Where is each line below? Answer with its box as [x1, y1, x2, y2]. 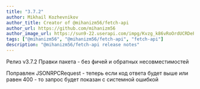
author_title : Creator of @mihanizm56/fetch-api [6, 20, 129, 26]
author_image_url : [6, 31, 52, 37]
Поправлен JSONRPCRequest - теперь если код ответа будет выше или [6, 69, 189, 77]
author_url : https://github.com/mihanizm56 [6, 25, 116, 31]
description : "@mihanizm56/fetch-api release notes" [6, 42, 140, 48]
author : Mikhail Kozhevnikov [6, 14, 79, 20]
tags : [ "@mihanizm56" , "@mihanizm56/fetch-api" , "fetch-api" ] [6, 36, 164, 42]
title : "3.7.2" [6, 8, 44, 15]
